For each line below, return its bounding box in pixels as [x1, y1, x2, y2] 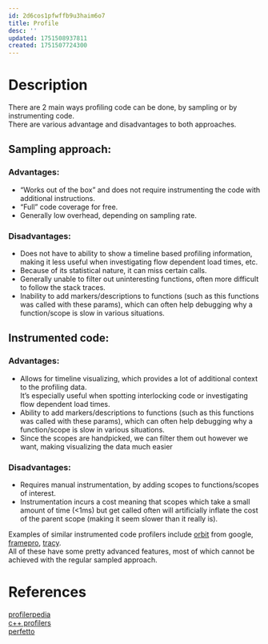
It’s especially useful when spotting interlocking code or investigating [19, 390, 248, 400]
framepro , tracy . [8, 538, 62, 548]
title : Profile [8, 19, 59, 27]
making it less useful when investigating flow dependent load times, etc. [19, 257, 258, 267]
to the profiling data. [19, 382, 87, 392]
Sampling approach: [8, 143, 112, 156]
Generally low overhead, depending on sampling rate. [19, 210, 198, 220]
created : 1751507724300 [8, 42, 88, 50]
